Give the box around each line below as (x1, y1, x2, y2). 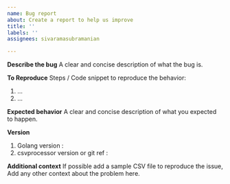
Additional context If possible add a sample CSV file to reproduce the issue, (7, 162, 223, 170)
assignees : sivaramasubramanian (7, 36, 100, 43)
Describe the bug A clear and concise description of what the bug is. (7, 60, 203, 69)
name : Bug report (7, 10, 57, 17)
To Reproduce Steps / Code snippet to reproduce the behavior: (7, 73, 187, 82)
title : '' (7, 23, 36, 30)
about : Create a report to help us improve (7, 16, 134, 23)
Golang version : (16, 141, 64, 150)
